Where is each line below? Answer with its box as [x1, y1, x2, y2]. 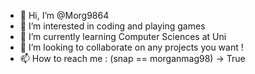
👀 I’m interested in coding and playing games [19, 20, 206, 32]
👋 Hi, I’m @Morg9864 [19, 10, 110, 21]
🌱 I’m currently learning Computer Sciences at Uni [19, 31, 227, 42]
